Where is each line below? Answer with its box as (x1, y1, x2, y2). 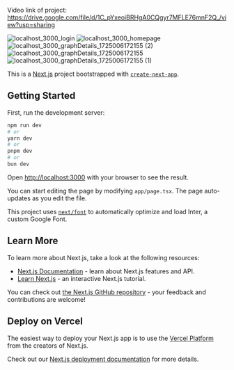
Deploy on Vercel (7, 316, 84, 328)
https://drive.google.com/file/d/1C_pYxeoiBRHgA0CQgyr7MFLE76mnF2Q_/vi (7, 13, 227, 22)
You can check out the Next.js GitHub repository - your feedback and (7, 288, 207, 296)
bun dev (7, 161, 30, 168)
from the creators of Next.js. (7, 341, 88, 350)
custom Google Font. (7, 215, 68, 223)
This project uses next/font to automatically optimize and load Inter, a (7, 207, 208, 216)
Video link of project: (7, 6, 68, 14)
